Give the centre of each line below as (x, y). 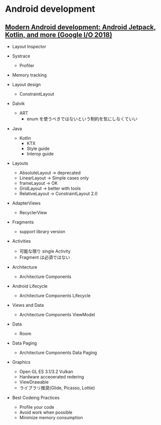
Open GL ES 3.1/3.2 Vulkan (46, 372)
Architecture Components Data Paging (58, 352)
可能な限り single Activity (45, 251)
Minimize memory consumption (51, 417)
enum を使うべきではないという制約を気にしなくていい (82, 119)
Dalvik (19, 103)
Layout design (26, 85)
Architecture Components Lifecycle (55, 296)
